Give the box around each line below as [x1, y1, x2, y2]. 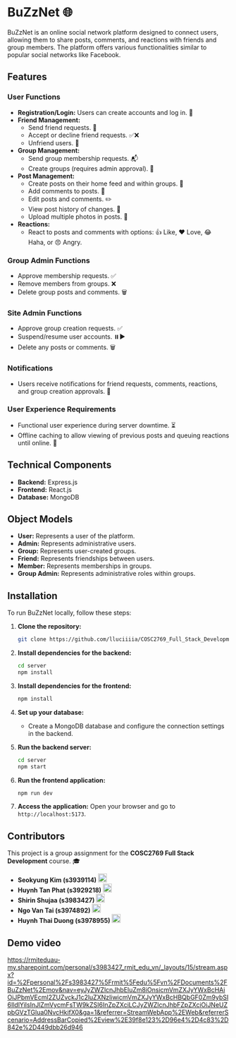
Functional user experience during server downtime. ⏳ [17, 421, 176, 429]
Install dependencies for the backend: [17, 648, 132, 657]
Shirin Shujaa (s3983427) [17, 896, 95, 905]
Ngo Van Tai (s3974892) [17, 906, 91, 915]
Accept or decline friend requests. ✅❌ [27, 131, 139, 139]
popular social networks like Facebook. [7, 50, 121, 59]
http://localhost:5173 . [17, 809, 87, 819]
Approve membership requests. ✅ [17, 271, 116, 279]
